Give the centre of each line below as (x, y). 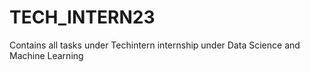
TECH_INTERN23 (82, 17)
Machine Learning (46, 55)
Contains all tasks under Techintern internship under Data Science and (155, 45)
